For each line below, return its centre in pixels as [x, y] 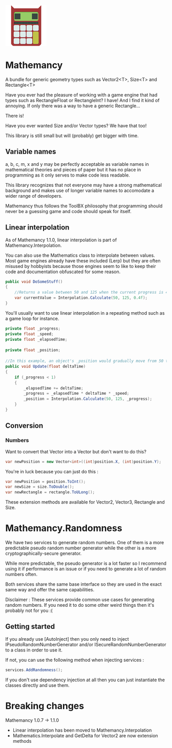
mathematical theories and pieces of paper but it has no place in [73, 169]
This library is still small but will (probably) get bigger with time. [72, 136]
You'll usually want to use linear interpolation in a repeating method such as [85, 313]
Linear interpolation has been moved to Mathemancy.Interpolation [82, 730]
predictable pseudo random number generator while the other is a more [81, 548]
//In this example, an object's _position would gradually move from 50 [84, 361]
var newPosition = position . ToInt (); [46, 482]
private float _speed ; [29, 334]
